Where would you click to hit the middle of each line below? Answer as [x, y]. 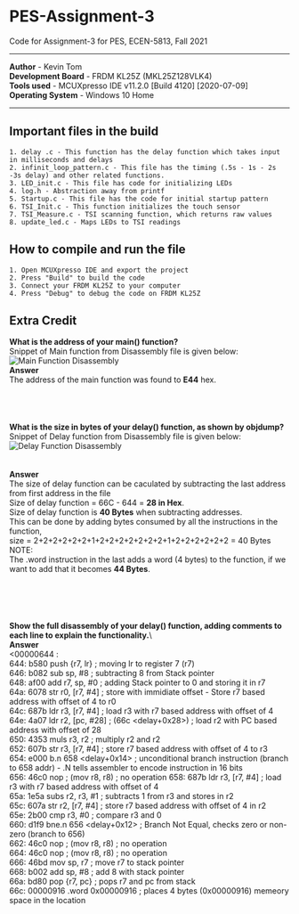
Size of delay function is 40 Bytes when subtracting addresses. [126, 512]
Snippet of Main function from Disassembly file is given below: [124, 351]
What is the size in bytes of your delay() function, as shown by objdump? [147, 427]
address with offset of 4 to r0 [63, 702]
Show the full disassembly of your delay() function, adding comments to [145, 626]
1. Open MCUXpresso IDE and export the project [99, 270]
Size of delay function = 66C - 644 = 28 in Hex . [97, 503]
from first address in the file [60, 494]
